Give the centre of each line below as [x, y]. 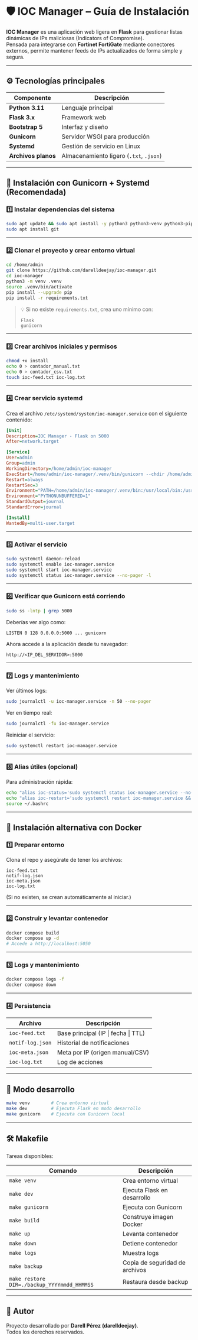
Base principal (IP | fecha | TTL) [101, 1033]
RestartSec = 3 [22, 485]
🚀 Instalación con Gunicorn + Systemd [78, 183]
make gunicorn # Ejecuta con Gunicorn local [66, 1114]
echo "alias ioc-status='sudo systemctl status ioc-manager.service [92, 793]
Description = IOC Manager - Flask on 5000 [58, 436]
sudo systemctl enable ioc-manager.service [60, 564]
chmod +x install [27, 361]
